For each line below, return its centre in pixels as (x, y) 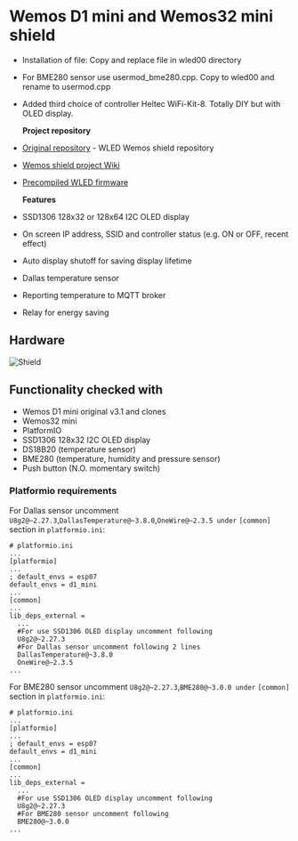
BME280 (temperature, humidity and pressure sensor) (121, 458)
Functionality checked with (86, 390)
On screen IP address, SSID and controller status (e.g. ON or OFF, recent (155, 234)
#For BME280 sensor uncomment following (93, 813)
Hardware (37, 340)
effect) (34, 243)
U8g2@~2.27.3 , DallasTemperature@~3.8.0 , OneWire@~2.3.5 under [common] (140, 520)
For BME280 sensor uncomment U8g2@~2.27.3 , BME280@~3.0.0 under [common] (149, 686)
